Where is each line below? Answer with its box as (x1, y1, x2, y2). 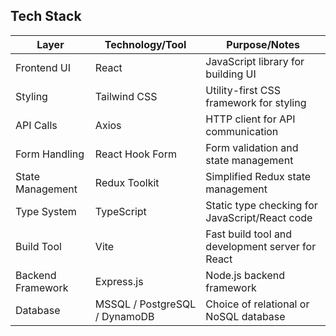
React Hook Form (94, 147, 177, 161)
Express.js (94, 274, 144, 288)
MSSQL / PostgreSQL (94, 297, 197, 311)
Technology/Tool (104, 37, 187, 51)
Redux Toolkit (94, 175, 160, 189)
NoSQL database (205, 309, 286, 323)
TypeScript (94, 204, 147, 218)
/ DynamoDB (94, 309, 155, 323)
